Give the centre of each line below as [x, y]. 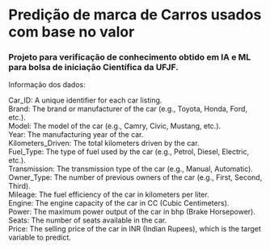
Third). [19, 186]
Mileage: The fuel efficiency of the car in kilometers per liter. [109, 194]
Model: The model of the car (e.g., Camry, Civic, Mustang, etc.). [115, 126]
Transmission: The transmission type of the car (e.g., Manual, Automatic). [131, 169]
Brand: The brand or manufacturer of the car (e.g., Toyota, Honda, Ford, [128, 109]
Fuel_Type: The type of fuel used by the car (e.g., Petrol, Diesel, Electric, [129, 152]
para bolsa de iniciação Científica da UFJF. [94, 68]
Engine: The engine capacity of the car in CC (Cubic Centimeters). [119, 203]
